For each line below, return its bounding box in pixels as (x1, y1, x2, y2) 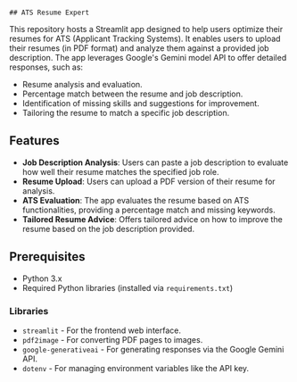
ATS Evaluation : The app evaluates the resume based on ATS (21, 195, 250, 205)
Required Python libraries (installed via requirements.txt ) (21, 282, 234, 293)
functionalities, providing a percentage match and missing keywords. (21, 204, 276, 215)
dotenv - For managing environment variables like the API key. (21, 362, 250, 373)
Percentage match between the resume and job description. (21, 88, 243, 99)
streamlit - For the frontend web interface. (21, 325, 181, 336)
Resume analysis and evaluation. (21, 79, 143, 89)
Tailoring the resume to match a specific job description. (21, 108, 230, 118)
